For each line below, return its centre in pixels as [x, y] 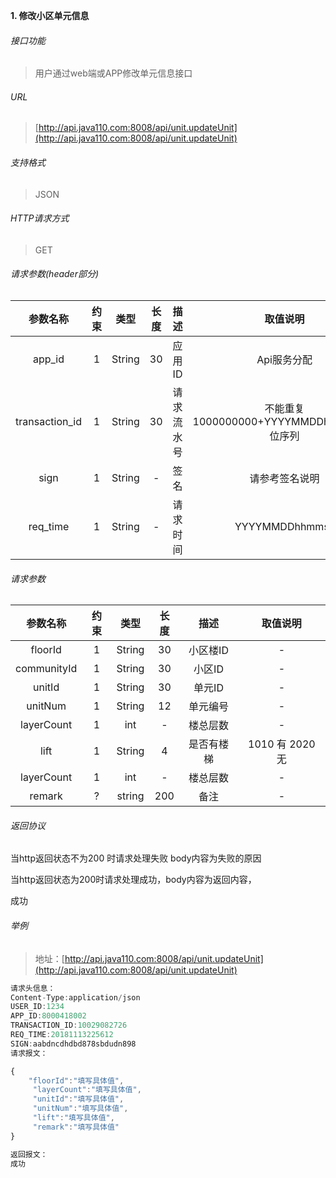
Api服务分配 [284, 360]
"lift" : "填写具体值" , [73, 1118]
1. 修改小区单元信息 [50, 15]
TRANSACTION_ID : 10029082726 [69, 1025]
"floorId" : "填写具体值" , [76, 1080]
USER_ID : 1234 [37, 1007]
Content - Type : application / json [75, 997]
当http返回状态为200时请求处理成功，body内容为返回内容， [133, 880]
